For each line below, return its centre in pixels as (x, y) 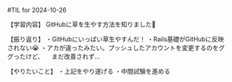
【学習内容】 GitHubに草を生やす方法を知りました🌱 (82, 24)
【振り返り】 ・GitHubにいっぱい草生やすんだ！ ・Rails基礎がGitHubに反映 (116, 39)
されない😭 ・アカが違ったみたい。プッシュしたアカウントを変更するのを (113, 48)
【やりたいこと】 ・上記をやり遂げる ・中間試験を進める (89, 71)
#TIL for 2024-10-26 (37, 10)
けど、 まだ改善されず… (63, 56)
